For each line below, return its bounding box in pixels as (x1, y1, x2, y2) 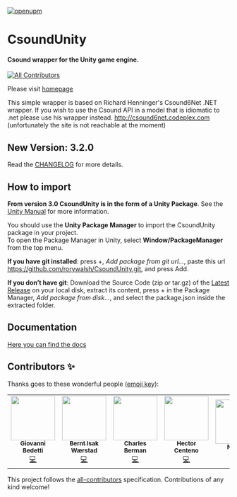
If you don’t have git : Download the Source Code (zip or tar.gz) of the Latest (7, 278, 230, 287)
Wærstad (71, 447, 97, 455)
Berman (123, 447, 147, 455)
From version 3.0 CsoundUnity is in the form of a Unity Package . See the (7, 200, 224, 208)
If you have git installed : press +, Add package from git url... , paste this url (7, 257, 226, 265)
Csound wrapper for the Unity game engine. (7, 55, 140, 64)
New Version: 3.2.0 (7, 142, 94, 154)
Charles (123, 440, 147, 447)
